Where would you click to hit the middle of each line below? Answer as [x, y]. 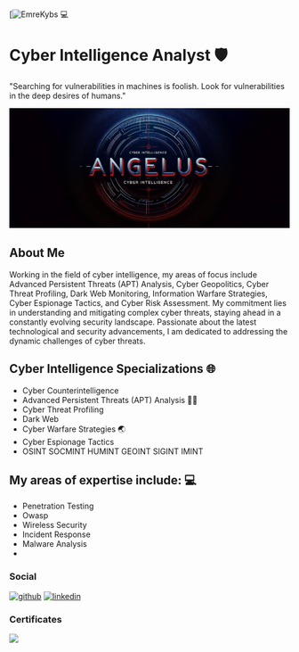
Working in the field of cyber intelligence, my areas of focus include [133, 274]
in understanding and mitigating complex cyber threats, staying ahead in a [145, 312]
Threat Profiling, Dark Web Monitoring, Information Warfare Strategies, [139, 293]
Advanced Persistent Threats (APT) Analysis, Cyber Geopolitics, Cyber [139, 284]
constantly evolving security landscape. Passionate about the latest [133, 322]
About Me [37, 253]
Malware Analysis [54, 544]
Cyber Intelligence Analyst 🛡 [119, 56]
